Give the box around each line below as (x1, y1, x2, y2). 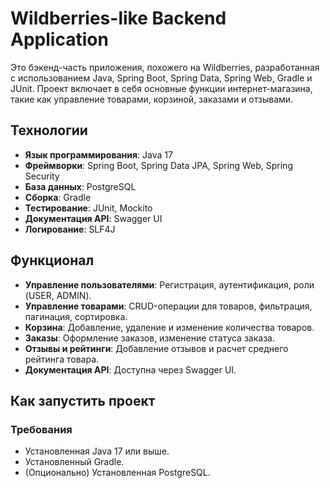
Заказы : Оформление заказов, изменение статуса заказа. (24, 332, 275, 344)
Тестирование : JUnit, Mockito (24, 202, 153, 214)
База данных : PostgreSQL (24, 180, 137, 192)
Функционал (10, 252, 95, 269)
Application (10, 28, 109, 51)
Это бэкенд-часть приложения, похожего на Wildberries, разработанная (10, 61, 320, 73)
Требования (10, 422, 73, 436)
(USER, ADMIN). (24, 289, 92, 301)
